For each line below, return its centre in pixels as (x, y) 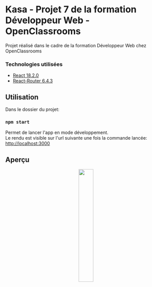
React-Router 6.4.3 (32, 81)
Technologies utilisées (34, 64)
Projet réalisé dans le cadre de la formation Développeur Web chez (76, 45)
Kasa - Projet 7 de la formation (71, 9)
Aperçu (17, 159)
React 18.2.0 (26, 75)
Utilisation (22, 97)
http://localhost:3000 (28, 143)
